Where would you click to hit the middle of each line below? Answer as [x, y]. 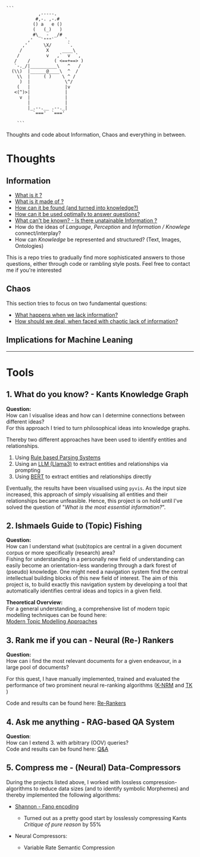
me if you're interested [34, 270]
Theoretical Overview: [35, 603]
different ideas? [25, 422]
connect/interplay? [38, 233]
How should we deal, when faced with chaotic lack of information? [96, 321]
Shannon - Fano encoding [47, 806]
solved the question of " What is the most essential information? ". [86, 507]
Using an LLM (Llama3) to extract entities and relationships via [91, 463]
